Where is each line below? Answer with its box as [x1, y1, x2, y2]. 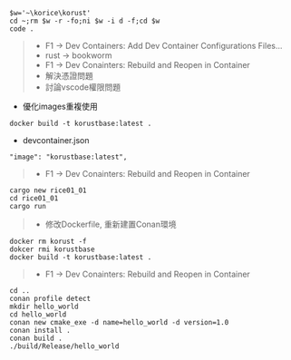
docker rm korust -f [9, 237, 88, 246]
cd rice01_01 [9, 194, 59, 203]
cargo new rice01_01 [9, 186, 88, 195]
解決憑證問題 [44, 71, 93, 81]
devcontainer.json [22, 135, 90, 145]
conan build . [9, 334, 63, 343]
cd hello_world [9, 310, 67, 319]
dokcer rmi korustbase [9, 245, 95, 254]
